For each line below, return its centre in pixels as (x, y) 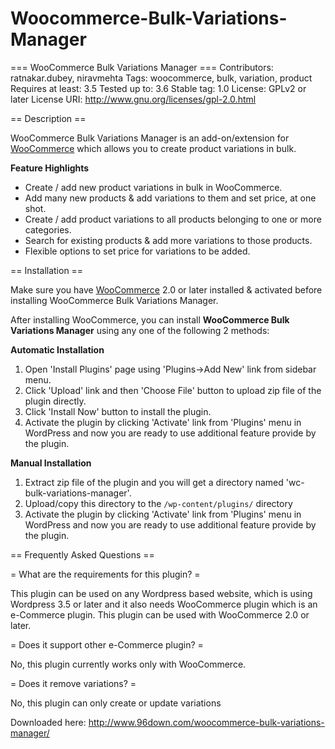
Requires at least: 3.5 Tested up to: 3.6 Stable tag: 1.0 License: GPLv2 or (158, 88)
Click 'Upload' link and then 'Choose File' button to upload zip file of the (173, 390)
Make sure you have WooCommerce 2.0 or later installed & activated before (166, 289)
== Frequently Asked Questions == (82, 554)
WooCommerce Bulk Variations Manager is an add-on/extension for (150, 138)
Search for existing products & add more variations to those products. (168, 240)
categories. (48, 229)
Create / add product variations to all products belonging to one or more (173, 219)
